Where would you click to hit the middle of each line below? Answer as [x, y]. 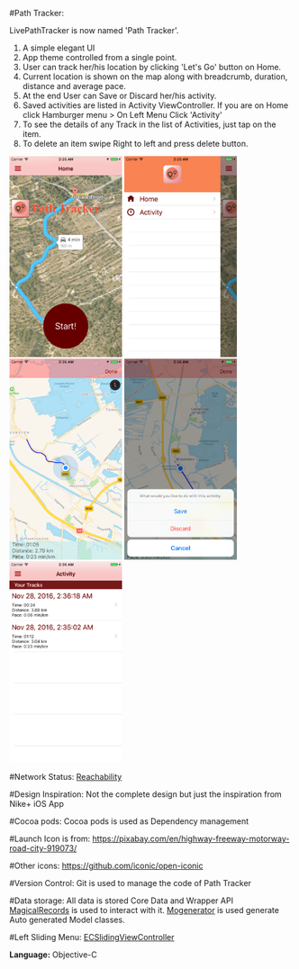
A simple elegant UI [59, 48]
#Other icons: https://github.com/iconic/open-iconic [106, 865]
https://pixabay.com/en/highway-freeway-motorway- [191, 838]
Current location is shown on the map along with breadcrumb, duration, [155, 77]
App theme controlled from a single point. [100, 57]
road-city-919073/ [43, 848]
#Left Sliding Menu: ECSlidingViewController [92, 937]
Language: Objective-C [53, 955]
